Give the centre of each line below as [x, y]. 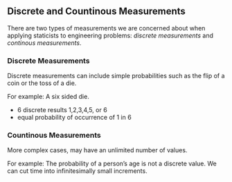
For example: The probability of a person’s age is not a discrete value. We [112, 164]
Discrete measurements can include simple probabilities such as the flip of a [116, 76]
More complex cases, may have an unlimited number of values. [97, 150]
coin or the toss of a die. [42, 83]
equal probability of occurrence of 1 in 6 [74, 118]
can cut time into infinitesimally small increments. [77, 171]
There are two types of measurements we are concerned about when [106, 28]
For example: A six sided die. [48, 97]
